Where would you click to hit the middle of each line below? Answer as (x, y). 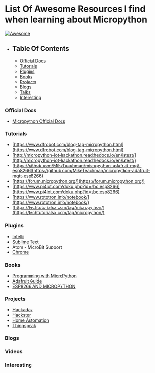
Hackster (21, 315)
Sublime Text (26, 242)
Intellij (18, 236)
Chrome (20, 252)
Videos (14, 352)
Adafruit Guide (27, 281)
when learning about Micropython (76, 20)
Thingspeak (24, 326)
